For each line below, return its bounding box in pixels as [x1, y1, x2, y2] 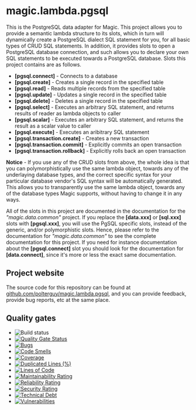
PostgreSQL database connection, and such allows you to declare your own [6, 48, 189, 55]
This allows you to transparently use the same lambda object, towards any [6, 183, 185, 190]
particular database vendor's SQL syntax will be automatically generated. [6, 177, 183, 184]
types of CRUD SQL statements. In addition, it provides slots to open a [6, 42, 176, 49]
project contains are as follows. [6, 61, 82, 68]
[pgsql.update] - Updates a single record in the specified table [14, 91, 167, 98]
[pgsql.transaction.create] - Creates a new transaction [14, 135, 149, 142]
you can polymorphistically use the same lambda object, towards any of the [6, 164, 189, 172]
